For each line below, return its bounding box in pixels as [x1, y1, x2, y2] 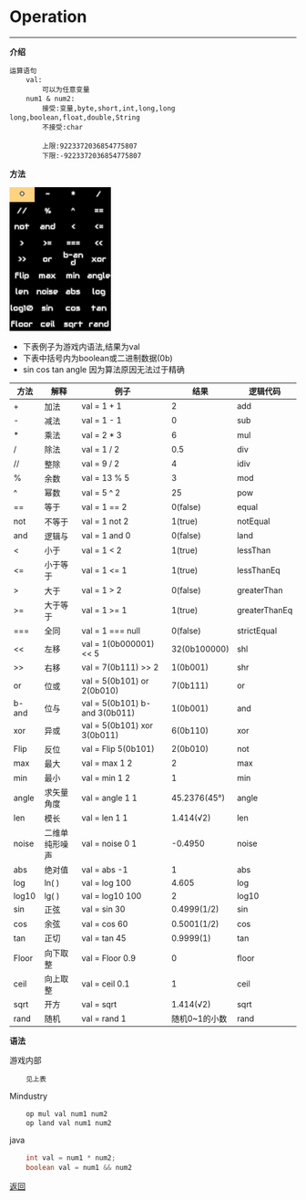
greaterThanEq [236, 605, 293, 616]
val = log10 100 [81, 890, 142, 901]
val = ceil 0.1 [81, 978, 130, 989]
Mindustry [9, 1090, 48, 1101]
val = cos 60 [81, 918, 128, 929]
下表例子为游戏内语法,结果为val [22, 340, 140, 352]
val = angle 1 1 [81, 792, 138, 803]
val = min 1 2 [81, 772, 130, 783]
